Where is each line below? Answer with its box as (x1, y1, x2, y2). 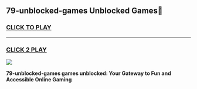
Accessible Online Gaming (6, 76, 72, 83)
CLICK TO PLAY (6, 23, 52, 32)
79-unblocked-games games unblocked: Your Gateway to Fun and (6, 70, 171, 77)
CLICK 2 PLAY (6, 45, 47, 53)
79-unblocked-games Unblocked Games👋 (6, 6, 163, 16)
